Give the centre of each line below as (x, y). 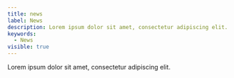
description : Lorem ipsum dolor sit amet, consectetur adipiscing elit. (118, 27)
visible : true (29, 47)
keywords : (22, 34)
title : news (25, 14)
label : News (25, 21)
